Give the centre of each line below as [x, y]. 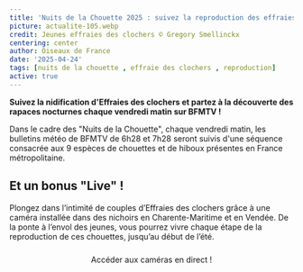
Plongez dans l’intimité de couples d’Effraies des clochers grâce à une [140, 207]
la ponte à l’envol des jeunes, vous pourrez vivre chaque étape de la [136, 227]
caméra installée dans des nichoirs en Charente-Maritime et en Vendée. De [149, 217]
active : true [34, 77]
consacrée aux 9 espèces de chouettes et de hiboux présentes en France [146, 148]
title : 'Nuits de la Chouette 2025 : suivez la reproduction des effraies [153, 18]
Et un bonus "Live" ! [67, 186]
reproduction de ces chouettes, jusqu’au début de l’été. [112, 236]
